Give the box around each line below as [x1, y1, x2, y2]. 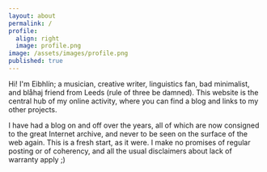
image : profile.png [15, 42, 82, 50]
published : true [8, 57, 63, 65]
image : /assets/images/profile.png [8, 49, 129, 57]
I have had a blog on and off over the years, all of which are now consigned [8, 120, 260, 130]
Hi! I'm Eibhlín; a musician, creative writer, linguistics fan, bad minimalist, [8, 78, 250, 89]
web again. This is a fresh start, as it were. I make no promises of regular [8, 137, 251, 147]
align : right [15, 34, 60, 43]
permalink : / [8, 19, 53, 27]
